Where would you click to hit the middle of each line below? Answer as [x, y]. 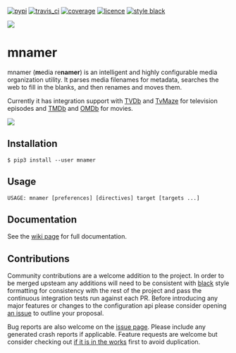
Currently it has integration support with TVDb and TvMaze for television [113, 101]
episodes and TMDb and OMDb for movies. [70, 108]
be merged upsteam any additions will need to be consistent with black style [118, 283]
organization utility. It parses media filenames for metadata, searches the [113, 79]
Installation [32, 144]
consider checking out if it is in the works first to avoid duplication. [104, 342]
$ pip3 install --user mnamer [52, 160]
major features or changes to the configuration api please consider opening [117, 306]
